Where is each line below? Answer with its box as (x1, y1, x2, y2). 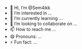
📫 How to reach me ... (9, 26, 56, 32)
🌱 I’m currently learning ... (9, 15, 63, 21)
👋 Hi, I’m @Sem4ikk (9, 5, 51, 10)
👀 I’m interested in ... (9, 10, 52, 16)
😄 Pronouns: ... (9, 33, 42, 39)
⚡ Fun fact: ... (9, 39, 37, 45)
